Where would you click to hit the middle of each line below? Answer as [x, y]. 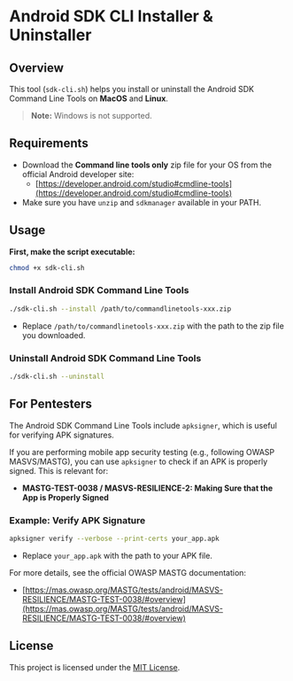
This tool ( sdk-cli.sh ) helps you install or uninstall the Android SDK [132, 89]
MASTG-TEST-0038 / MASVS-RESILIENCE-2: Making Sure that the [147, 488]
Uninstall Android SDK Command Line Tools [105, 358]
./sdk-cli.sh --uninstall [57, 376]
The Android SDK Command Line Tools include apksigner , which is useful [143, 425]
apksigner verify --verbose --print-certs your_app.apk [114, 538]
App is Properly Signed [65, 497]
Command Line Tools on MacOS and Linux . [89, 98]
